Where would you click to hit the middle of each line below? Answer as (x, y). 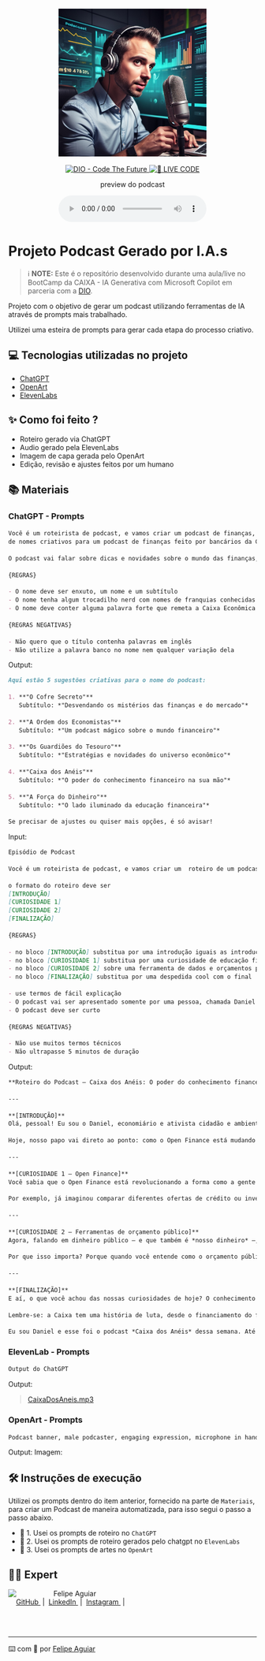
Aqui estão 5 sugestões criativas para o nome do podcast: (107, 680)
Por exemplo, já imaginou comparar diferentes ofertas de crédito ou (125, 1199)
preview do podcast (132, 184)
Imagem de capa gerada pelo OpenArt (82, 456)
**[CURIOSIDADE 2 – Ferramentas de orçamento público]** (104, 1232)
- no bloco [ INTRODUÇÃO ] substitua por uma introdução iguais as (118, 952)
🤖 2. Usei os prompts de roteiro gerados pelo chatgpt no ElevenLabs (130, 1541)
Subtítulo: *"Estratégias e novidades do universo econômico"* (125, 755)
